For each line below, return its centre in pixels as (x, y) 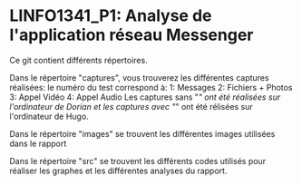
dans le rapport (38, 143)
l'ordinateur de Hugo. (49, 116)
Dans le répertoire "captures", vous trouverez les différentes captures (139, 77)
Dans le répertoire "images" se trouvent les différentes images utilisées (142, 133)
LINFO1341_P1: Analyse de (111, 16)
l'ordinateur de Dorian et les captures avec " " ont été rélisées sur (132, 106)
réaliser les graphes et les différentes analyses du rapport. (118, 170)
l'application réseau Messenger (132, 35)
